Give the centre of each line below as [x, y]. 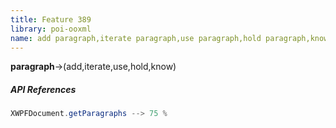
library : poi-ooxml [51, 29]
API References [43, 89]
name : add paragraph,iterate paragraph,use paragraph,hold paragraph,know [169, 38]
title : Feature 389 [51, 19]
